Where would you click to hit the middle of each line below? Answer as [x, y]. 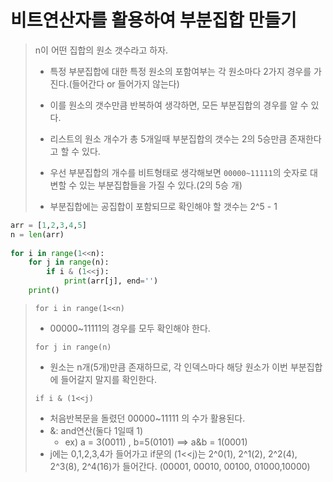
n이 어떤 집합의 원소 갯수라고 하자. [101, 50]
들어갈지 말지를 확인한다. [108, 379]
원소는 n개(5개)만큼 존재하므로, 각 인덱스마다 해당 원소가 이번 [168, 367]
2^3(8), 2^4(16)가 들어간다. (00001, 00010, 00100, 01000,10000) [180, 466]
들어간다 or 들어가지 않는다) [125, 83]
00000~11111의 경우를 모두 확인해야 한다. [130, 328]
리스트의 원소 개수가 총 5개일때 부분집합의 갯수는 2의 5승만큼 [168, 138]
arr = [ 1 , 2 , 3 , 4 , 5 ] [48, 225]
